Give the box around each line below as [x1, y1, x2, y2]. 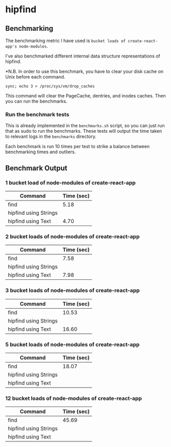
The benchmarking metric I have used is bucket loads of [5, 37, 126, 44]
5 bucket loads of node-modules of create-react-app [5, 341, 140, 348]
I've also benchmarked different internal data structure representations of [5, 53, 160, 59]
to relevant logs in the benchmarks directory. [5, 133, 97, 139]
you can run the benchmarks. [5, 98, 68, 104]
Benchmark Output [5, 164, 68, 172]
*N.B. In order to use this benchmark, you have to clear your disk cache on [5, 68, 164, 74]
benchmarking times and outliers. [5, 149, 76, 155]
